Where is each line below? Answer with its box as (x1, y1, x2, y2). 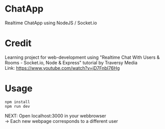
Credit (5, 37, 32, 49)
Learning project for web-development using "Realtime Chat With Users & (5, 54, 160, 60)
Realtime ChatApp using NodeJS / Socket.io (5, 20, 97, 26)
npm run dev (5, 104, 30, 109)
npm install (5, 99, 30, 104)
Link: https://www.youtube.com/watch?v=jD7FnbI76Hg (5, 65, 120, 71)
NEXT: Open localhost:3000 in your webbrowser (5, 112, 106, 119)
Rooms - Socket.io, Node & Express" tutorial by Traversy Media (5, 59, 138, 66)
